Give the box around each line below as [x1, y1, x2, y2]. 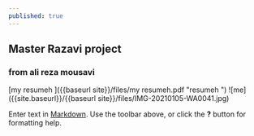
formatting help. [8, 118, 62, 128]
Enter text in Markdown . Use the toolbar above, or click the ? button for [8, 109, 246, 119]
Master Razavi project [8, 42, 122, 56]
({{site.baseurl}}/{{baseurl [8, 94, 96, 103]
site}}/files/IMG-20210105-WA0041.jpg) [97, 94, 230, 103]
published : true [8, 11, 63, 20]
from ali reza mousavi [8, 66, 96, 77]
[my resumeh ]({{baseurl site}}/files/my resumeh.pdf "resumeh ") [8, 85, 227, 94]
